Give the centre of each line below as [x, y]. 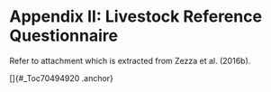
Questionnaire [64, 36]
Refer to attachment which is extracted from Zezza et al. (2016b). [130, 60]
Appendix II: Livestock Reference [136, 17]
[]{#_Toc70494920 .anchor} [62, 78]
